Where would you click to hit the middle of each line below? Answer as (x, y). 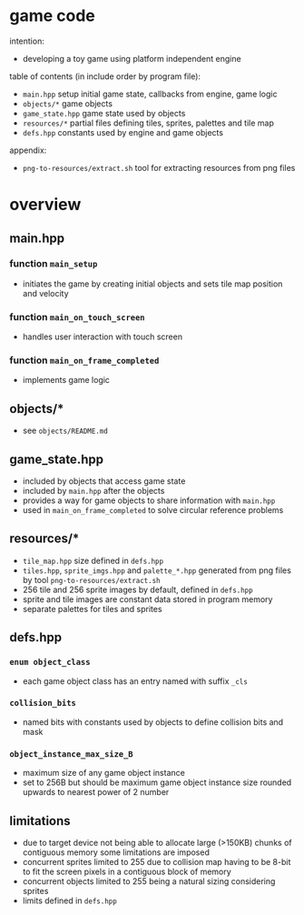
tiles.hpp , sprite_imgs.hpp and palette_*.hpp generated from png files (157, 570)
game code (52, 16)
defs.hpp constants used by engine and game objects (123, 132)
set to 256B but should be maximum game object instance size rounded (157, 782)
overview (45, 205)
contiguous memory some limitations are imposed (116, 852)
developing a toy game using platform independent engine (132, 58)
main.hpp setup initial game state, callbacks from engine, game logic (150, 94)
